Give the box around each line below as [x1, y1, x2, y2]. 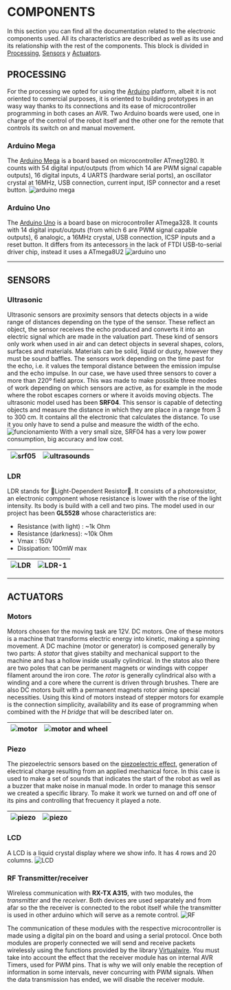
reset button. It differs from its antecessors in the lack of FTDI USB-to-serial [7, 240, 222, 249]
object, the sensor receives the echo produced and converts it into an [7, 325, 205, 334]
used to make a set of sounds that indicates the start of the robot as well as [7, 775, 221, 783]
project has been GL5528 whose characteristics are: [7, 509, 157, 517]
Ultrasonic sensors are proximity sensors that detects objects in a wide [7, 310, 208, 319]
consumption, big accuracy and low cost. [7, 435, 124, 443]
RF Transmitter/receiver [7, 873, 89, 883]
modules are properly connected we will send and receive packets [7, 938, 196, 947]
